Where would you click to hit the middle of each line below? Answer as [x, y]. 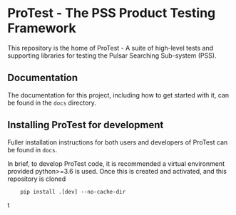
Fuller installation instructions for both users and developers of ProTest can [118, 142]
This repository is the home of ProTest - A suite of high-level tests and [111, 48]
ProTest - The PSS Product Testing [112, 13]
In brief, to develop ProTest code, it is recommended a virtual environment [116, 163]
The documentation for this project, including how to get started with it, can [118, 95]
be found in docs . [32, 150]
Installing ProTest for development [86, 125]
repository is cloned [37, 179]
